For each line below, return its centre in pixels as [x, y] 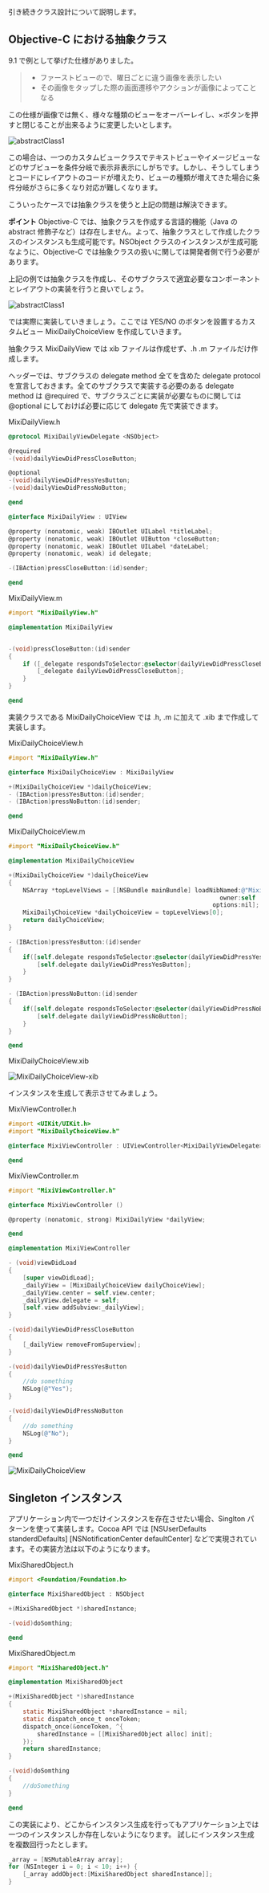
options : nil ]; [236, 905]
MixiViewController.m [44, 1176]
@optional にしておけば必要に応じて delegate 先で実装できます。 [115, 406]
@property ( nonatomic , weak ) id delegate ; [80, 554]
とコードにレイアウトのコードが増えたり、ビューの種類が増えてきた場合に [131, 177]
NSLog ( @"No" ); [46, 1433]
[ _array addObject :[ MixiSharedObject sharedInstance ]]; [118, 1875]
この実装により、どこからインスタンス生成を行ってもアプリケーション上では [134, 1824]
